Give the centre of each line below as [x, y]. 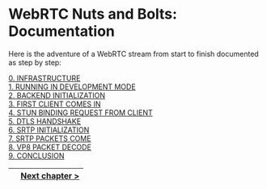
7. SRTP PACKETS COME [50, 138]
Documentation [62, 31]
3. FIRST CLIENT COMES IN [55, 104]
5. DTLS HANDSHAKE [45, 121]
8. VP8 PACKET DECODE [50, 147]
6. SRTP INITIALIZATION [49, 130]
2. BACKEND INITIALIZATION [57, 95]
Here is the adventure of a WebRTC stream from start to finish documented [133, 54]
